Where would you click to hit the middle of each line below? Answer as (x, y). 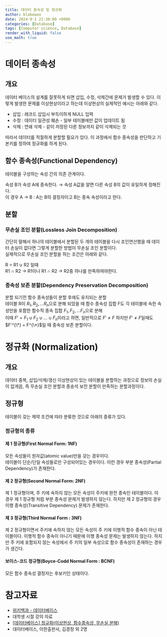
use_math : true (21, 38)
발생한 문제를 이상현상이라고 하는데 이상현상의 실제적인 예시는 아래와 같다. (86, 103)
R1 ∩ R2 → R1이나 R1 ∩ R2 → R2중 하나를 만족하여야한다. (61, 271)
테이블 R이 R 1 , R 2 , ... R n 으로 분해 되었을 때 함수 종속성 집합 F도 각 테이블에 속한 (81, 304)
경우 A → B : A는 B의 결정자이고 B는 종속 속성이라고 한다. (66, 197)
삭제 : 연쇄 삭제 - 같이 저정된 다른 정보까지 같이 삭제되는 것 (69, 126)
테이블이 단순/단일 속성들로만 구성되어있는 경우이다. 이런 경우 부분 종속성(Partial (83, 462)
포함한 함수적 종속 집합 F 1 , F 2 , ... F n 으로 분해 (60, 311)
